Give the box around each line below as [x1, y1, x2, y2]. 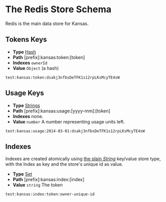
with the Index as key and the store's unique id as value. [5, 161, 124, 167]
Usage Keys [5, 89, 44, 97]
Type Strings [12, 102, 40, 108]
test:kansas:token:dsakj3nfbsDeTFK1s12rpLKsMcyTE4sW [5, 75, 120, 80]
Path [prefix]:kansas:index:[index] [12, 176, 85, 183]
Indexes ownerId [12, 60, 48, 66]
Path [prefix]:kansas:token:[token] [12, 54, 85, 60]
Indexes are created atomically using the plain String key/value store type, [5, 156, 161, 162]
